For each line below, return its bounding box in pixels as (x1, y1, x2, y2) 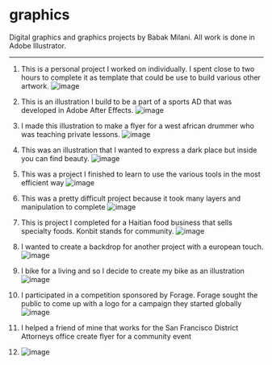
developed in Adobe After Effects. (20, 105, 134, 114)
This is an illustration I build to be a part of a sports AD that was (20, 97, 232, 106)
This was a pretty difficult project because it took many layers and (20, 193, 241, 203)
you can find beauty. (20, 153, 90, 163)
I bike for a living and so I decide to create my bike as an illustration (20, 266, 245, 276)
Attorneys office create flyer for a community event (20, 331, 192, 341)
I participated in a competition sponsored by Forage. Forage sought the (20, 290, 258, 300)
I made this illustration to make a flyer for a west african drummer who (20, 121, 255, 131)
